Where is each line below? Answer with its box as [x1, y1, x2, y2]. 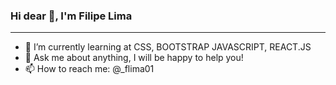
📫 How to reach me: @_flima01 [24, 63, 155, 75]
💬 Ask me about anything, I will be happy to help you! [24, 52, 244, 64]
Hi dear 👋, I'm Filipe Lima [10, 9, 133, 23]
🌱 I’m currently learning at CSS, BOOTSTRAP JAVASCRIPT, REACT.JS [24, 41, 312, 53]
